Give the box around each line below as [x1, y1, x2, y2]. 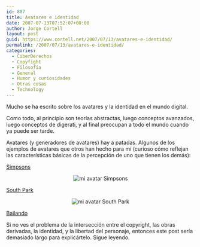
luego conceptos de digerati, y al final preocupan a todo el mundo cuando [6, 121, 189, 128]
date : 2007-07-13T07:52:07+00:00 [6, 20, 90, 26]
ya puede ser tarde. [6, 127, 55, 135]
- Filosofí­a [11, 64, 42, 71]
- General [11, 70, 36, 76]
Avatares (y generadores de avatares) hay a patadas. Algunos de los [6, 139, 175, 146]
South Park [6, 186, 34, 193]
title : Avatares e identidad [6, 14, 79, 20]
